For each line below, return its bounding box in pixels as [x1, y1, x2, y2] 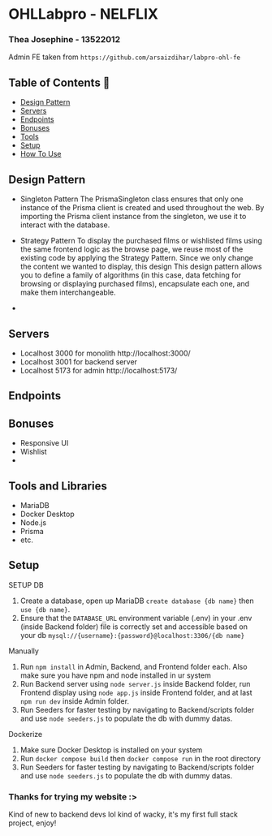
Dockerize [8, 729, 43, 739]
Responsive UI [19, 438, 69, 448]
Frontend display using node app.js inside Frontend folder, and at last [19, 687, 253, 697]
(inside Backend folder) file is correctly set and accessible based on [19, 622, 248, 631]
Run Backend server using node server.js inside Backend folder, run [19, 679, 251, 688]
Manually [8, 646, 39, 656]
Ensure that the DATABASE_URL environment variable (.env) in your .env [19, 613, 253, 623]
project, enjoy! [8, 818, 57, 828]
